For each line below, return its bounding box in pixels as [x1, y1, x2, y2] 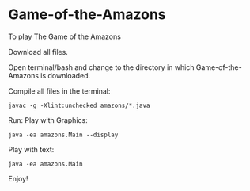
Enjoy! [8, 174, 29, 183]
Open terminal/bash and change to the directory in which [8, 62, 195, 72]
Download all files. [8, 47, 69, 56]
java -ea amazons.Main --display [8, 131, 119, 139]
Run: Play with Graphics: [8, 115, 89, 124]
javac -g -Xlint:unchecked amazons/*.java [8, 101, 150, 109]
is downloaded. [40, 71, 91, 80]
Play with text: [8, 144, 55, 154]
